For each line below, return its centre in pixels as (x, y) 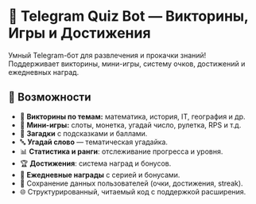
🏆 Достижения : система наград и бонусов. (95, 163)
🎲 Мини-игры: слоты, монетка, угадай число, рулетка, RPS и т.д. (130, 125)
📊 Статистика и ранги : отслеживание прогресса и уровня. (121, 151)
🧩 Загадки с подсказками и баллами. (83, 133)
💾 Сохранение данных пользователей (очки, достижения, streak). (132, 183)
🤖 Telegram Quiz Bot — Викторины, (128, 16)
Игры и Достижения (80, 33)
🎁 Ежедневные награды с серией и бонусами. (100, 175)
